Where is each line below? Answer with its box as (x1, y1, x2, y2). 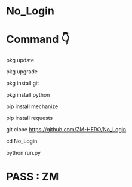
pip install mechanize (6, 103, 59, 110)
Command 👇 (6, 33, 70, 46)
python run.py (6, 149, 41, 157)
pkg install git (6, 79, 39, 87)
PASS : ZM (6, 170, 59, 183)
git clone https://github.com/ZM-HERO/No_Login (6, 126, 127, 133)
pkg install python (6, 91, 50, 99)
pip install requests (6, 115, 53, 122)
